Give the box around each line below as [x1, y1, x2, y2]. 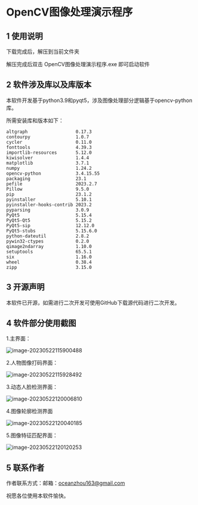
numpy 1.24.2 [6, 165, 92, 171]
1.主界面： [6, 335, 31, 342]
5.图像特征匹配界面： [6, 432, 58, 439]
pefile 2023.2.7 [6, 181, 97, 187]
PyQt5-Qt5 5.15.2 [6, 217, 92, 224]
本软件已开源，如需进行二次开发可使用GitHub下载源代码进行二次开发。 [6, 299, 180, 306]
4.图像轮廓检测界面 [6, 408, 53, 415]
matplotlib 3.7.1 [6, 160, 89, 166]
